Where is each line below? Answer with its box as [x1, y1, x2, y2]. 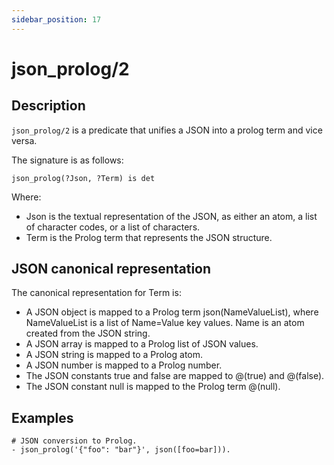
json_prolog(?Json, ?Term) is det [11, 173, 156, 183]
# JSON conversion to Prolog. [11, 436, 138, 446]
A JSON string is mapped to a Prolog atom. [25, 349, 204, 361]
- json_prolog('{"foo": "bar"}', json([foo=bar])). [11, 445, 231, 455]
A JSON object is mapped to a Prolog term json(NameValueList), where [25, 306, 319, 318]
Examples [11, 409, 74, 426]
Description [11, 97, 86, 115]
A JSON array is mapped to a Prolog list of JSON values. [25, 338, 259, 350]
